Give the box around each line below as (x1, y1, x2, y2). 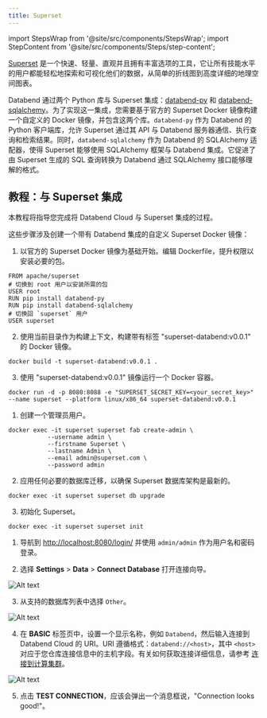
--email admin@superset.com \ (47, 454, 148, 462)
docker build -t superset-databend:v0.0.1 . (8, 358, 158, 366)
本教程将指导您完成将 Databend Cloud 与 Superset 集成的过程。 (8, 212, 217, 223)
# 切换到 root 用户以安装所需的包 (8, 281, 108, 289)
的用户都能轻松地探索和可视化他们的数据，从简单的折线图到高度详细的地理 (8, 68, 252, 78)
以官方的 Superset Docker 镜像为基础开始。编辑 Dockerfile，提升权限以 (19, 246, 254, 256)
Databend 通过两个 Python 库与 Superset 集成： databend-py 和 (8, 95, 217, 104)
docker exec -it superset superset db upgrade (8, 492, 165, 500)
